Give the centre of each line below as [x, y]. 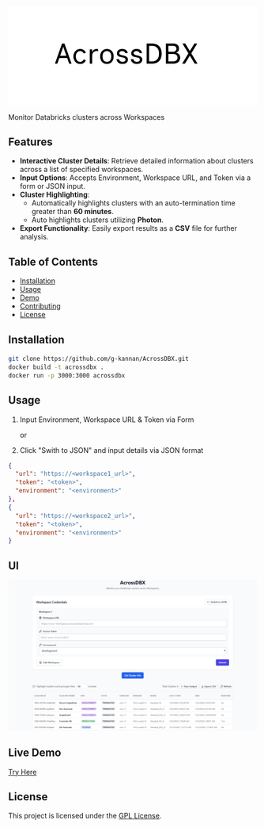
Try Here [23, 772]
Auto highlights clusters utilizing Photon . [98, 220]
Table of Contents [53, 261]
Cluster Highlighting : [55, 195]
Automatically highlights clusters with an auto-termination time [133, 203]
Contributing [40, 306]
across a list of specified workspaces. [81, 170]
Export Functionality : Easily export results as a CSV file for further [128, 228]
